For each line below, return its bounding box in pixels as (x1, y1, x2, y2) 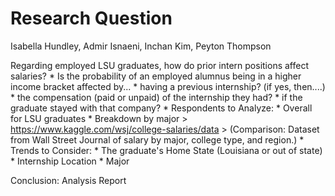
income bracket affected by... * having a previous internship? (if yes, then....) (10, 80, 326, 92)
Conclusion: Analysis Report (10, 174, 127, 186)
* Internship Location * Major (10, 155, 130, 167)
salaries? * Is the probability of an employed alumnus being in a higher (10, 70, 302, 82)
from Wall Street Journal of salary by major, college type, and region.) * (10, 133, 305, 146)
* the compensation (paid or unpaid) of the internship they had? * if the (10, 91, 303, 103)
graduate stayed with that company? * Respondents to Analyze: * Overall (10, 102, 313, 114)
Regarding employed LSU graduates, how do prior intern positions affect (10, 59, 310, 71)
